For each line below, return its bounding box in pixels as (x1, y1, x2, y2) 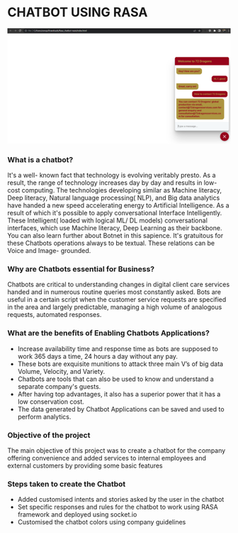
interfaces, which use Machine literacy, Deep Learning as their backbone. (7, 224, 222, 232)
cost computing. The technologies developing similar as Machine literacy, (7, 186, 222, 195)
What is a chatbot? (7, 154, 74, 164)
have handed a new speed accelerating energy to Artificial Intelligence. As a (7, 201, 229, 210)
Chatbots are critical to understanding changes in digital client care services (7, 280, 230, 289)
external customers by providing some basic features (7, 461, 163, 470)
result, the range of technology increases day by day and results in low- (7, 178, 217, 187)
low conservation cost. (17, 397, 85, 406)
